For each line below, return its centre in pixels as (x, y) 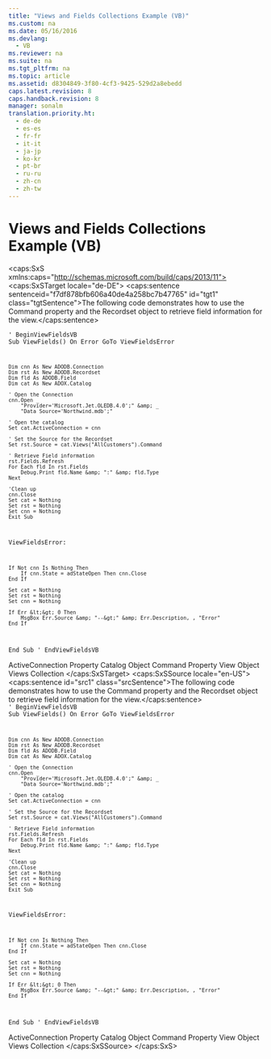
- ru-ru (29, 174)
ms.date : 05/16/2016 (43, 31)
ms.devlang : (28, 38)
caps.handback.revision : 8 (54, 99)
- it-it (29, 143)
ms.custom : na (32, 23)
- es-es (29, 129)
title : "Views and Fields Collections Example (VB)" (99, 16)
